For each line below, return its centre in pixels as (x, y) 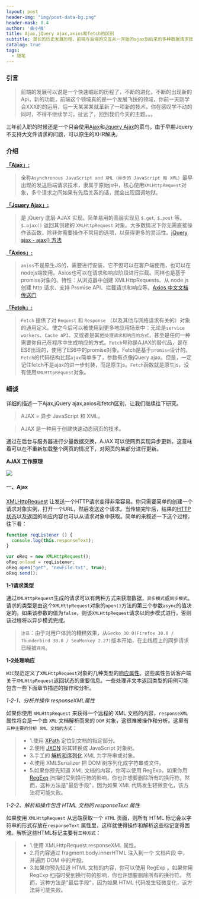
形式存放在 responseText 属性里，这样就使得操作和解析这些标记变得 (103, 825)
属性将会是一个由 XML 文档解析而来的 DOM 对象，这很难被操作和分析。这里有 (97, 720)
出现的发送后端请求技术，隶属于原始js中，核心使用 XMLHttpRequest (101, 185)
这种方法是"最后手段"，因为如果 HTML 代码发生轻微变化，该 (114, 882)
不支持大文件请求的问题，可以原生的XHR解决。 (63, 134)
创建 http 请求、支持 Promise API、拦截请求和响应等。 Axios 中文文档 (104, 288)
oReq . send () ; (22, 573)
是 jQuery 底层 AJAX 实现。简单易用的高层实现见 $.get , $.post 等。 (103, 218)
